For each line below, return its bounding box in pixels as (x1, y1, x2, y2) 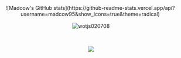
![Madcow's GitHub (5, 5, 52, 11)
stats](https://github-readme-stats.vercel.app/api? (53, 5, 175, 11)
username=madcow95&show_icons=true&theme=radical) (21, 10, 160, 17)
